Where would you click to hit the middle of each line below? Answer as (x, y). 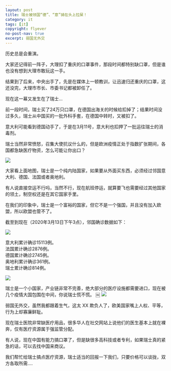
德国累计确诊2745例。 (28, 255)
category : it (19, 19)
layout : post (19, 10)
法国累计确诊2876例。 (28, 249)
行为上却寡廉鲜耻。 (25, 311)
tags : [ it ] (17, 24)
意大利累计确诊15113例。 (31, 242)
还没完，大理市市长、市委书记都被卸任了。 (50, 88)
